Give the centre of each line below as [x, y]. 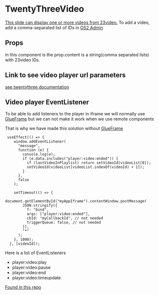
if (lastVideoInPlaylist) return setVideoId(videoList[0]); [89, 163]
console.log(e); [39, 154]
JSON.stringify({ [40, 205]
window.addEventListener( [40, 142]
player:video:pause [31, 267]
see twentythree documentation [37, 87]
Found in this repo [23, 287]
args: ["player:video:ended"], [58, 214]
